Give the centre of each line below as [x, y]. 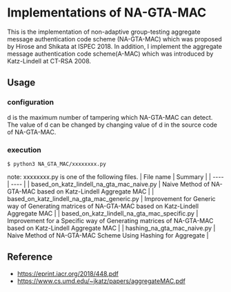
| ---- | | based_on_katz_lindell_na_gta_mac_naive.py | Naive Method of [109, 184]
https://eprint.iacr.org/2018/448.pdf [68, 273]
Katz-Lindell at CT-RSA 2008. [49, 61]
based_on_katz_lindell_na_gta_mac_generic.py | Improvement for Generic [111, 198]
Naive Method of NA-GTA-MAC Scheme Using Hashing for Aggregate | [108, 235]
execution [24, 149]
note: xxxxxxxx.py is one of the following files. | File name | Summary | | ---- [115, 176]
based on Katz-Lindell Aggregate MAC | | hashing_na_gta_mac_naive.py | [111, 228]
